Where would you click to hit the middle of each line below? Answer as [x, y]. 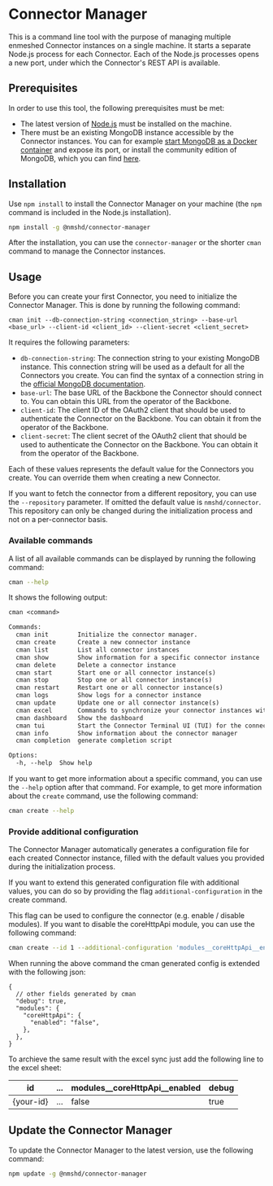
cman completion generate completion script [94, 741]
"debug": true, [41, 1002]
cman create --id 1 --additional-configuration [91, 948]
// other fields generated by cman [76, 995]
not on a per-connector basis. [58, 520]
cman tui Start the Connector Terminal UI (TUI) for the [129, 726]
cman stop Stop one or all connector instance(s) [114, 680]
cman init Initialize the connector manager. [107, 635]
